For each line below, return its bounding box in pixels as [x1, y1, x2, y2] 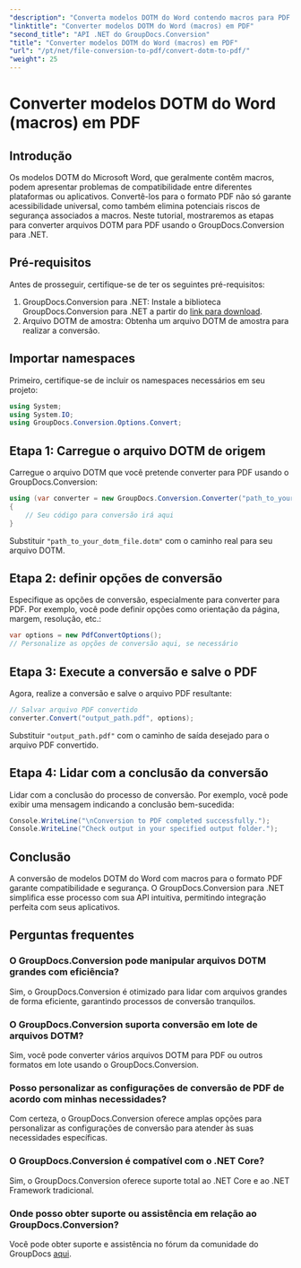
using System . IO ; [9, 410, 74, 419]
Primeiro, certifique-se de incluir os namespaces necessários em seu [9, 374, 266, 386]
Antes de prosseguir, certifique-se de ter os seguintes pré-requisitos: [9, 279, 266, 290]
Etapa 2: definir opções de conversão [9, 571, 223, 586]
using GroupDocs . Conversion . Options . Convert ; [9, 418, 182, 427]
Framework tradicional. [9, 1185, 94, 1195]
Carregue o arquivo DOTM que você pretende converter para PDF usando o [9, 468, 289, 478]
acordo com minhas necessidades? [9, 1092, 168, 1105]
